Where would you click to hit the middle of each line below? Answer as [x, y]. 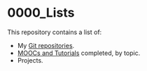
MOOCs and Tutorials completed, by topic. [79, 53]
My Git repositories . [46, 45]
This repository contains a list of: [55, 32]
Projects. [30, 60]
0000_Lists [41, 13]
